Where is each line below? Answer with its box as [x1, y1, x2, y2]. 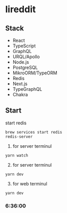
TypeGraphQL [12, 86, 42, 92]
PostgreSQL [12, 65, 38, 70]
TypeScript [12, 43, 36, 49]
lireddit [5, 4, 36, 15]
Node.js [12, 59, 29, 65]
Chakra [12, 92, 28, 97]
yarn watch [5, 153, 28, 158]
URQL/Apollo [12, 54, 40, 60]
